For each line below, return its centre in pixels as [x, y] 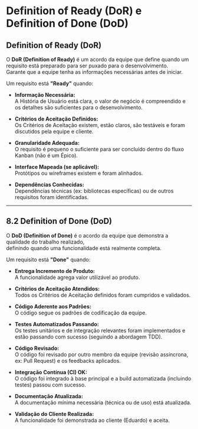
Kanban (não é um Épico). [46, 155]
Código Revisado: [37, 348]
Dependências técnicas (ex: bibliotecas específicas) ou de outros [94, 191]
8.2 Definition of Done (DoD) [59, 221]
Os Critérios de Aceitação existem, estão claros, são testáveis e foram [100, 125]
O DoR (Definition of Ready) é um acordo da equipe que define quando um [98, 59]
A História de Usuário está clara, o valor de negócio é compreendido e [100, 101]
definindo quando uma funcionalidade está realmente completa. [84, 248]
